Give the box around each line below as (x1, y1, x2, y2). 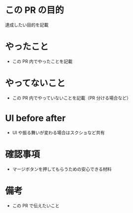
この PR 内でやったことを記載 (12, 58, 73, 64)
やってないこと (5, 78, 66, 89)
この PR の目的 (5, 4, 64, 16)
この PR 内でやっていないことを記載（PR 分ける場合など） (12, 95, 131, 101)
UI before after (5, 112, 66, 124)
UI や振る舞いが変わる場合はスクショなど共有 (12, 129, 105, 135)
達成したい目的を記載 (5, 22, 48, 28)
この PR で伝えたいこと (12, 203, 60, 209)
